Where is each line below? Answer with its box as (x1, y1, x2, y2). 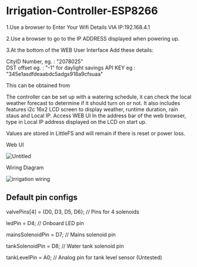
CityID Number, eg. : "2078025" (6, 58, 84, 65)
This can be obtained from (6, 81, 71, 89)
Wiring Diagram (6, 164, 44, 171)
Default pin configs (6, 193, 78, 203)
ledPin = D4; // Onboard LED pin (6, 219, 84, 226)
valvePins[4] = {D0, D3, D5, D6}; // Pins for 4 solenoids (6, 208, 139, 215)
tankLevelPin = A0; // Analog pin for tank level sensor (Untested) (6, 253, 163, 261)
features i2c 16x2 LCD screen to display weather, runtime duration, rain (6, 106, 178, 113)
